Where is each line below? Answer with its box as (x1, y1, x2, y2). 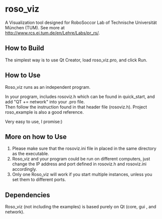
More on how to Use (5, 133, 67, 141)
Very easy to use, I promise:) (5, 119, 63, 124)
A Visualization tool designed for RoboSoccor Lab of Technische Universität (5, 20, 157, 25)
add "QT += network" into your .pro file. (5, 99, 85, 104)
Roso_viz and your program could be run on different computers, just (12, 156, 150, 162)
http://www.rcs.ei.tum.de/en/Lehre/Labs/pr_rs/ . (5, 30, 100, 36)
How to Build (5, 44, 45, 52)
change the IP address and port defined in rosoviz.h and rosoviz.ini (12, 161, 147, 167)
